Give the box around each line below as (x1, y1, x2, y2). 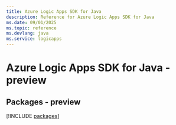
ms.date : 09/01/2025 (6, 19, 57, 25)
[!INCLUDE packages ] (6, 113, 60, 119)
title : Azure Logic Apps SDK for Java (6, 8, 102, 15)
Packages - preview (6, 97, 81, 107)
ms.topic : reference (6, 25, 57, 31)
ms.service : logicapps (6, 36, 62, 42)
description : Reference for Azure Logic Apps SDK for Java (6, 14, 155, 20)
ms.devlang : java (6, 31, 49, 36)
